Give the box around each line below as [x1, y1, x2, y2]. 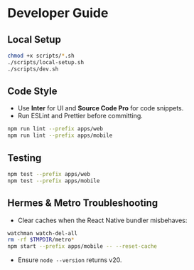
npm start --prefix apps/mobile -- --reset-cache [7, 243, 158, 250]
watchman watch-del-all [7, 229, 78, 237]
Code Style [7, 85, 58, 98]
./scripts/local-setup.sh [7, 58, 84, 66]
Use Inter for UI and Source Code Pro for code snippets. [17, 104, 184, 113]
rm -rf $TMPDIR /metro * [7, 237, 75, 244]
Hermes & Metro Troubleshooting [7, 197, 158, 209]
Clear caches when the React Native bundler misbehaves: [17, 216, 188, 224]
